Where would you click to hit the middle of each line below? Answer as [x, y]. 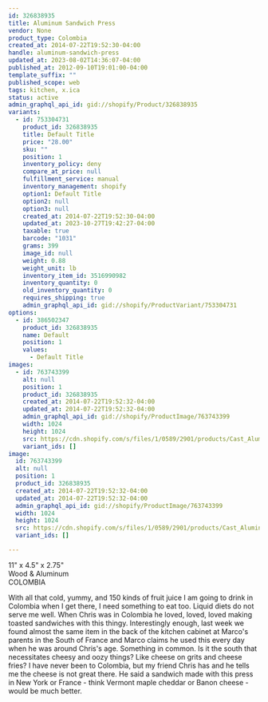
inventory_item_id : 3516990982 [75, 276]
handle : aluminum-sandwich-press [64, 53]
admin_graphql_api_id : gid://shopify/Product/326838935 [103, 105]
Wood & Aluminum [39, 573]
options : [23, 312]
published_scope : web [44, 82]
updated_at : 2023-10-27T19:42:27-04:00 [89, 224]
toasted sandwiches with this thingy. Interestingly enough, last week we [126, 623]
